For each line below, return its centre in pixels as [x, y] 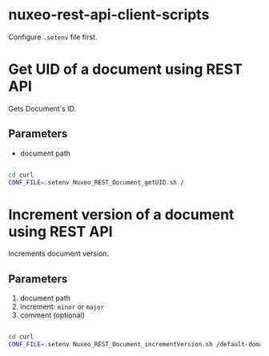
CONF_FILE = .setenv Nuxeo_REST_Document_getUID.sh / [96, 182]
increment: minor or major [62, 307]
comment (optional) [52, 315]
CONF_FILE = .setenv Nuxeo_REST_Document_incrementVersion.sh [111, 345]
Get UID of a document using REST [125, 69]
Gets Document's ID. [42, 108]
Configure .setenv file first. [53, 37]
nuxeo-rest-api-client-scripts [109, 15]
